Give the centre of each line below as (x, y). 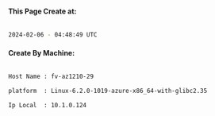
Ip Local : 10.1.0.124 (48, 106)
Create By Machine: (42, 52)
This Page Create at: (42, 11)
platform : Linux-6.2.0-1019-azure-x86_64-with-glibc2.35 (108, 91)
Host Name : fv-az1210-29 (51, 77)
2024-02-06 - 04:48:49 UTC (53, 35)
